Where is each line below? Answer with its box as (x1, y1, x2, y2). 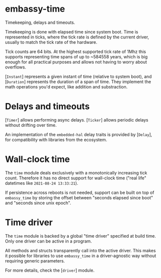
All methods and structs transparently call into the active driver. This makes (5, 247, 156, 253)
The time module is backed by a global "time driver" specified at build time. (5, 233, 156, 239)
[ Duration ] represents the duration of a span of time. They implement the (5, 79, 151, 85)
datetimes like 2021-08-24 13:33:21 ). (5, 180, 79, 186)
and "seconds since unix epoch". (5, 200, 72, 206)
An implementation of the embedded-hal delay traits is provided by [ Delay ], (5, 131, 152, 137)
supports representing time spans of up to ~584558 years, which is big (5, 53, 148, 59)
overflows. (5, 64, 26, 70)
